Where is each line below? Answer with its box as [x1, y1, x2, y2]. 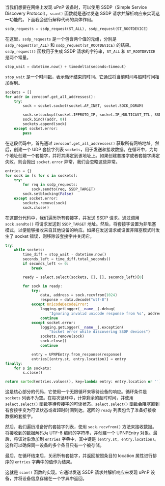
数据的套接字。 [5, 413, 35, 420]
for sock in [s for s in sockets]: [5, 173, 78, 178]
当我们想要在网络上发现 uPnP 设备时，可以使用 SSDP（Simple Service [5, 4, 147, 10]
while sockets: [14, 248, 45, 253]
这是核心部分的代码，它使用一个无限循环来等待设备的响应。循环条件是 [5, 389, 147, 395]
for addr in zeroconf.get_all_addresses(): [5, 94, 96, 99]
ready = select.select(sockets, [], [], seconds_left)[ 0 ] [23, 275, 144, 280]
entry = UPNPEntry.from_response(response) [31, 352, 122, 357]
